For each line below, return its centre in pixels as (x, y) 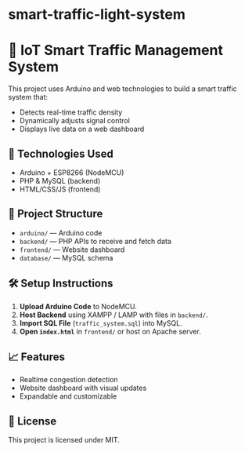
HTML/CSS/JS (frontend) (60, 189)
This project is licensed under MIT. (64, 440)
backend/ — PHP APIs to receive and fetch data (95, 241)
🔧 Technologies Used (61, 153)
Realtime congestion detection (69, 380)
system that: (28, 97)
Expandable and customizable (68, 396)
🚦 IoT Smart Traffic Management (115, 51)
